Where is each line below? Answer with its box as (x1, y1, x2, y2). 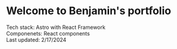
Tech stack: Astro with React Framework (6, 24, 105, 31)
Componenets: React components (6, 30, 91, 37)
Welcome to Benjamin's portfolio (6, 4, 172, 18)
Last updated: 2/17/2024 (6, 36, 67, 43)
